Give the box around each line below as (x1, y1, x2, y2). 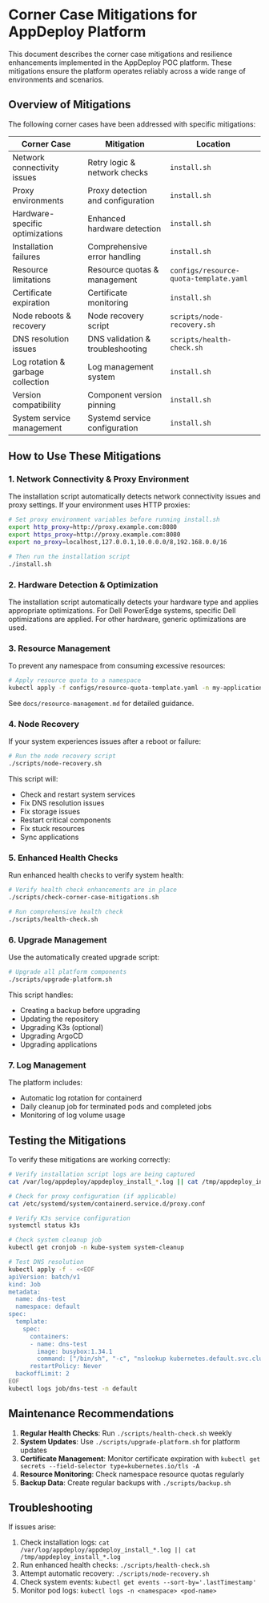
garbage (12, 366, 45, 378)
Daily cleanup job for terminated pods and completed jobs (19, 1102, 212, 1112)
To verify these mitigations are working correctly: (8, 1155, 171, 1165)
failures (12, 251, 41, 262)
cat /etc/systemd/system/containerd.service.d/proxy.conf (8, 1200, 206, 1208)
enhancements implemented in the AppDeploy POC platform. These (8, 58, 232, 67)
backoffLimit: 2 (15, 1370, 70, 1378)
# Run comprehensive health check (8, 908, 124, 916)
